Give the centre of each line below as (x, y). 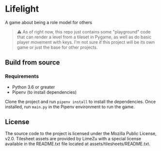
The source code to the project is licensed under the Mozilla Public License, (81, 134)
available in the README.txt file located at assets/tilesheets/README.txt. (78, 144)
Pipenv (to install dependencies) (44, 92)
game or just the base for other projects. (57, 47)
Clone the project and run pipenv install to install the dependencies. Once (80, 101)
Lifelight (22, 9)
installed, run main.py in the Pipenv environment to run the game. (70, 107)
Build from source (32, 62)
